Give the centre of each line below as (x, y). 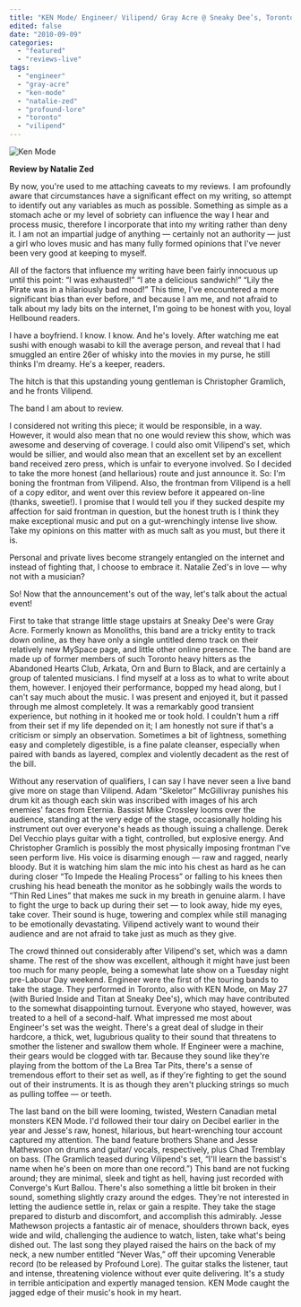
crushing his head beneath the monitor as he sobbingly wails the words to (146, 886)
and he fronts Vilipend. (52, 391)
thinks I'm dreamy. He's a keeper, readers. (87, 364)
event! (21, 603)
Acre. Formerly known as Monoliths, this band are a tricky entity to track (142, 630)
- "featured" (42, 51)
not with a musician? (47, 576)
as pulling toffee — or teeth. (60, 1094)
